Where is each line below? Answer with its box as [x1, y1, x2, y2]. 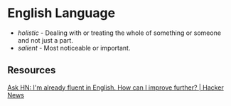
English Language [7, 5, 116, 21]
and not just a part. [17, 36, 73, 44]
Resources [7, 64, 56, 76]
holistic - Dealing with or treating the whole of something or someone [17, 28, 222, 37]
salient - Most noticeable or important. [17, 43, 131, 52]
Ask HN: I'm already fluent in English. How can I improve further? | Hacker [7, 83, 224, 92]
